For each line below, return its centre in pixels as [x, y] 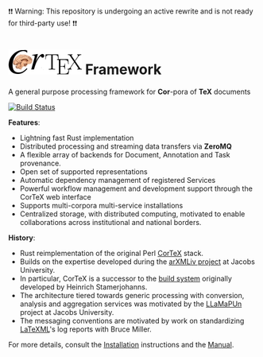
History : [22, 238]
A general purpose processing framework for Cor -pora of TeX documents [130, 91]
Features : [24, 122]
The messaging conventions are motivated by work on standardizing [132, 320]
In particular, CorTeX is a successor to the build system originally [126, 278]
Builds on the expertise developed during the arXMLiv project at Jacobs [137, 262]
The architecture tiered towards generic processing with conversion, [132, 295]
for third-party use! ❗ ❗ [43, 23]
